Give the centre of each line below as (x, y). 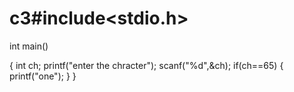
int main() (29, 46)
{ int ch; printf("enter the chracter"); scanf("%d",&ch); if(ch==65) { (146, 65)
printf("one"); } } (43, 76)
